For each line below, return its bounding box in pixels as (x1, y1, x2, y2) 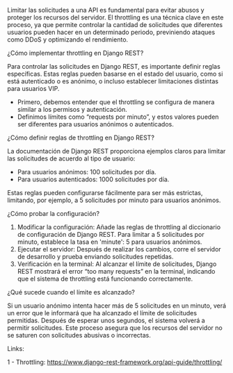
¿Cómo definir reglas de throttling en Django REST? (7, 133, 155, 142)
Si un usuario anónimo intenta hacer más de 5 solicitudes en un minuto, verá (7, 301, 227, 310)
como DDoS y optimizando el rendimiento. (7, 35, 129, 44)
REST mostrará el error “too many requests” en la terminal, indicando (17, 267, 216, 275)
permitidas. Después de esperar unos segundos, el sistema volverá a (7, 316, 205, 324)
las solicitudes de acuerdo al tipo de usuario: (7, 154, 136, 163)
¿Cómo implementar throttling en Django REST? (7, 49, 144, 57)
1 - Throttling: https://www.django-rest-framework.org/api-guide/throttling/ (7, 358, 223, 366)
